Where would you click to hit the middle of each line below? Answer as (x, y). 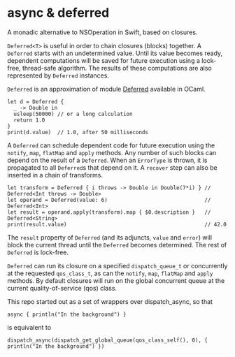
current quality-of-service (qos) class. (62, 288)
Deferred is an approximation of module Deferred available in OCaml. (106, 89)
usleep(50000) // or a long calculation (73, 114)
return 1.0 (29, 120)
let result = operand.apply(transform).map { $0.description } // (109, 212)
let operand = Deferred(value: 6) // (109, 200)
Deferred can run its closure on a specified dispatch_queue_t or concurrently (117, 265)
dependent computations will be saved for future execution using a (104, 60)
